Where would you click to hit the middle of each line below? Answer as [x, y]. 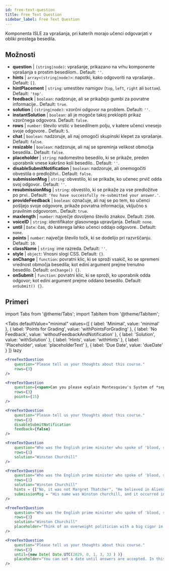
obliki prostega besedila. [31, 39]
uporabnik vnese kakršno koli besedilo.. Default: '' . [66, 163]
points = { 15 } [27, 397]
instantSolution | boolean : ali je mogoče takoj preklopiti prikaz [77, 115]
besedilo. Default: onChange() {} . [47, 270]
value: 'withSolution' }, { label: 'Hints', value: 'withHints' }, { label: [72, 340]
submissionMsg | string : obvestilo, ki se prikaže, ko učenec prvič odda [87, 179]
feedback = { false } [32, 429]
